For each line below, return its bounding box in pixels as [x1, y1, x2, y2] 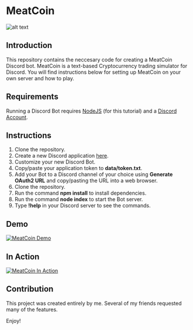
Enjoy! [6, 317, 22, 324]
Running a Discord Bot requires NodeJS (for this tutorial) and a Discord [6, 107, 177, 114]
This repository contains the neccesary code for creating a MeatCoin [6, 56, 173, 63]
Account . [6, 113, 28, 121]
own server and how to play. [6, 74, 74, 81]
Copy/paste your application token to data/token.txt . [14, 165, 142, 172]
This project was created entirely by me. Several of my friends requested [6, 300, 182, 307]
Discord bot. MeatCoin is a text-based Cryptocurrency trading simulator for [6, 62, 188, 69]
